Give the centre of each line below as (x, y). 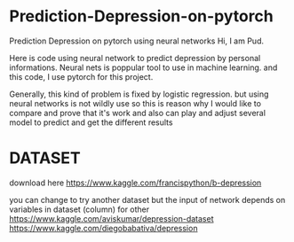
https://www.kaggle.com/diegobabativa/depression (103, 228)
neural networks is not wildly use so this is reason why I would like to (135, 103)
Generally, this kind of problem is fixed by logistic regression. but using (139, 94)
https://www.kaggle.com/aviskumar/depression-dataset (111, 218)
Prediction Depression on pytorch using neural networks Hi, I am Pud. (137, 41)
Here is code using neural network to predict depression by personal (135, 58)
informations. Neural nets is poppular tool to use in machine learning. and (143, 67)
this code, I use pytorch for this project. (81, 76)
